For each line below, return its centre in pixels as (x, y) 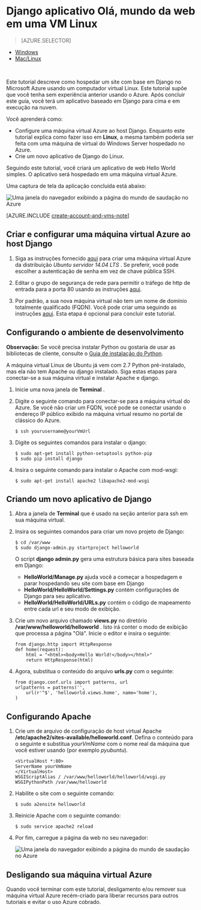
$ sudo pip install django (49, 459)
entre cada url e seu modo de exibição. (72, 609)
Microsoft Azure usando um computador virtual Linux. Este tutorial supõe (97, 88)
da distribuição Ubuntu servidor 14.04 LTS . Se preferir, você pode (97, 264)
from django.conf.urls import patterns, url (71, 682)
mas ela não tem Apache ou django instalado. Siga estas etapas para (91, 371)
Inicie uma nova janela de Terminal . (60, 389)
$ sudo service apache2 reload (54, 827)
